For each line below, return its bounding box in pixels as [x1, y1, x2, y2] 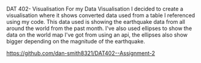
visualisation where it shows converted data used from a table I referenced [6, 12, 195, 19]
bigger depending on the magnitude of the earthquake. [6, 38, 145, 45]
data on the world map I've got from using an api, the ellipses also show [6, 31, 188, 39]
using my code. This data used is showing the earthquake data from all [6, 18, 186, 25]
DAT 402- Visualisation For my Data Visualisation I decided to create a [6, 6, 184, 12]
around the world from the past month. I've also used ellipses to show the [6, 24, 192, 32]
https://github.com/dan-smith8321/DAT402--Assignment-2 [6, 50, 155, 57]
